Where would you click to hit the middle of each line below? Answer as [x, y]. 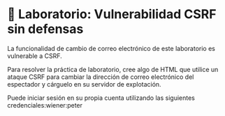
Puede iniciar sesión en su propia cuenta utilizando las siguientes [101, 98]
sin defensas [45, 29]
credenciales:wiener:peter [45, 105]
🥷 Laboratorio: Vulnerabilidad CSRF [112, 14]
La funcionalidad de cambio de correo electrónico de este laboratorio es [111, 48]
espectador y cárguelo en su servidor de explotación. [85, 84]
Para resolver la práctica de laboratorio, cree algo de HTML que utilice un [113, 69]
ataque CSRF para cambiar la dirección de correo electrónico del [101, 77]
